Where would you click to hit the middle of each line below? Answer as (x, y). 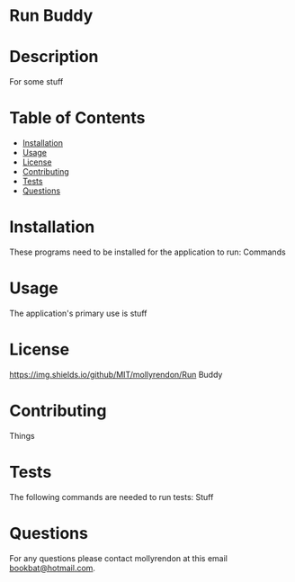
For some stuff (36, 82)
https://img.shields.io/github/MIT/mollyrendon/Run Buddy (116, 374)
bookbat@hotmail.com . (53, 568)
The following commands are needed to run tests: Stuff (112, 497)
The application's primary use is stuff (78, 313)
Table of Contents (77, 118)
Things (22, 435)
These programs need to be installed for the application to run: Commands (147, 252)
